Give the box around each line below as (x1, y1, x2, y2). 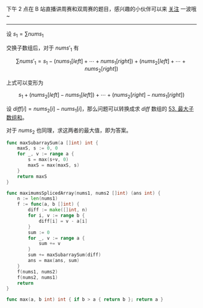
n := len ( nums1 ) (17, 195, 59, 202)
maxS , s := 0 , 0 (17, 145, 59, 151)
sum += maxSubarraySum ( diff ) (28, 252, 101, 258)
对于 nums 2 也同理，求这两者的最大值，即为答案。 (6, 126, 132, 135)
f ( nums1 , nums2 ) (17, 269, 59, 275)
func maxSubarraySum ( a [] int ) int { (6, 140, 98, 146)
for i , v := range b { (28, 212, 85, 219)
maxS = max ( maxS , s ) (28, 162, 80, 168)
